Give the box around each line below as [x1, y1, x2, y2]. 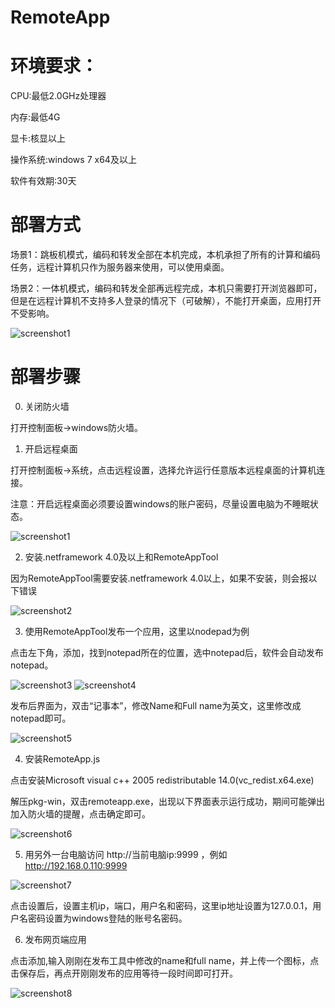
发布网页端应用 [24, 934, 87, 945]
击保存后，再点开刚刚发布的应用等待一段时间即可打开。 [10, 967, 238, 979]
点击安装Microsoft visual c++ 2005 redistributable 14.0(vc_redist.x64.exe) [10, 774, 315, 786]
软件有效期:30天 [10, 175, 77, 187]
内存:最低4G [10, 111, 61, 123]
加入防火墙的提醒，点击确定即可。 [10, 808, 151, 820]
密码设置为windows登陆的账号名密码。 [27, 912, 188, 924]
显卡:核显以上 [10, 132, 67, 145]
